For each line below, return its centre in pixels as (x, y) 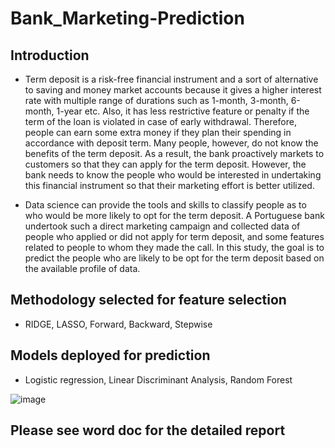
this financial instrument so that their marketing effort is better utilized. (169, 185)
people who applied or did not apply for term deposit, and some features (174, 236)
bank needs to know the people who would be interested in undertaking (173, 175)
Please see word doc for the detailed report (148, 430)
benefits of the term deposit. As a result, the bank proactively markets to (174, 153)
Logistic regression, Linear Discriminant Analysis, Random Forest (158, 379)
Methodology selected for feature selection (148, 300)
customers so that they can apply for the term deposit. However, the (165, 164)
